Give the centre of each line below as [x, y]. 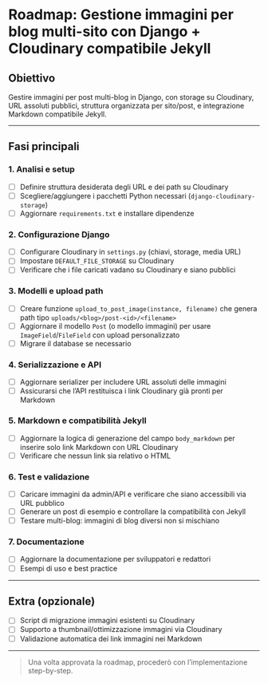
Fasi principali [44, 146]
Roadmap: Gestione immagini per [121, 15]
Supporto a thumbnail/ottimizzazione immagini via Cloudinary [121, 630]
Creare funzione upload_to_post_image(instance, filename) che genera [138, 308]
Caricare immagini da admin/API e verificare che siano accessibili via [133, 494]
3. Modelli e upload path [56, 291]
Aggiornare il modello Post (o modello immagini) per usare [115, 326]
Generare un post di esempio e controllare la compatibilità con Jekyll [132, 511]
